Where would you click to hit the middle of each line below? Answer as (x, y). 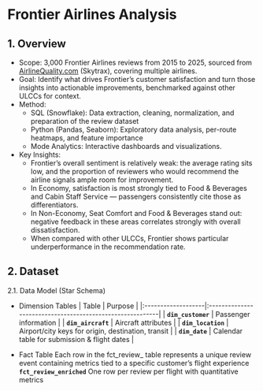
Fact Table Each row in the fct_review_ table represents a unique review (135, 354)
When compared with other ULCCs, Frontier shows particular (130, 238)
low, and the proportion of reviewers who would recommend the (135, 171)
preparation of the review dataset (85, 121)
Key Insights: (39, 155)
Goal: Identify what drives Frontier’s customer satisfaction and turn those (137, 79)
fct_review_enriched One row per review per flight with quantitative (128, 371)
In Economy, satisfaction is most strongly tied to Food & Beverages (139, 188)
